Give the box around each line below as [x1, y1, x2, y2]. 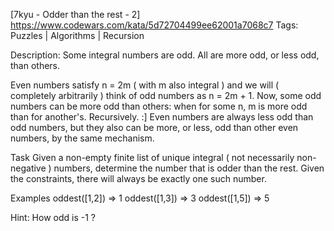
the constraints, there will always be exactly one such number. [10, 173, 267, 184]
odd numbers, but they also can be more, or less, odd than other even [10, 122, 299, 133]
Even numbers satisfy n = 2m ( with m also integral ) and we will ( [10, 79, 280, 91]
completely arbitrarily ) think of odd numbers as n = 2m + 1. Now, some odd [10, 90, 322, 101]
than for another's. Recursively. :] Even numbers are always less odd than [10, 111, 314, 123]
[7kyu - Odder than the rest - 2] [10, 9, 141, 20]
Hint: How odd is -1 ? [10, 212, 96, 223]
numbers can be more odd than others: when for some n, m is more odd [10, 100, 308, 112]
